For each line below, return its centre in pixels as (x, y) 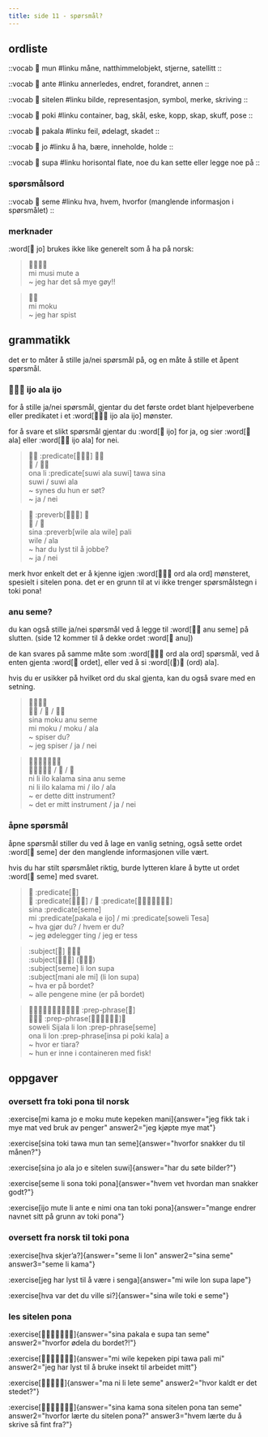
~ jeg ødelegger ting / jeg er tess (83, 935)
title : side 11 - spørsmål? (56, 16)
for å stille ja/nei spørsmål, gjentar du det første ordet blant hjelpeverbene (131, 408)
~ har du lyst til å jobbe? (68, 550)
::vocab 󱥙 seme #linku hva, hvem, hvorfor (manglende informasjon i (121, 201)
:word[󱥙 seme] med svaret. (54, 876)
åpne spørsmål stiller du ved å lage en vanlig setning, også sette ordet (125, 843)
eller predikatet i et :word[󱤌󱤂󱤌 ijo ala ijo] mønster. (91, 416)
